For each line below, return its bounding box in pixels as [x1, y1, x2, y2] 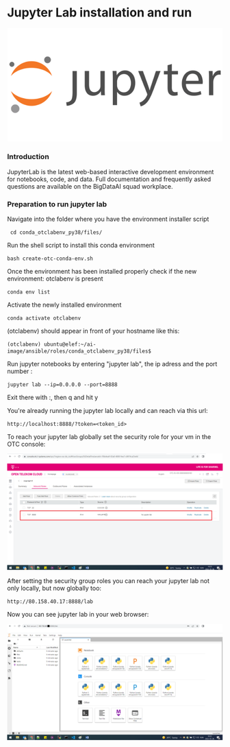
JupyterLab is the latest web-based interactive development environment [7, 167, 214, 176]
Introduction [7, 152, 49, 162]
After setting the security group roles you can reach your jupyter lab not [7, 576, 210, 584]
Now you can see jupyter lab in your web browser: [7, 610, 149, 618]
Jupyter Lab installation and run [7, 5, 192, 21]
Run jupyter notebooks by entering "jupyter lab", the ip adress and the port [7, 360, 218, 368]
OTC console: [7, 440, 46, 449]
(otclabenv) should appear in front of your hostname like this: [7, 327, 180, 335]
